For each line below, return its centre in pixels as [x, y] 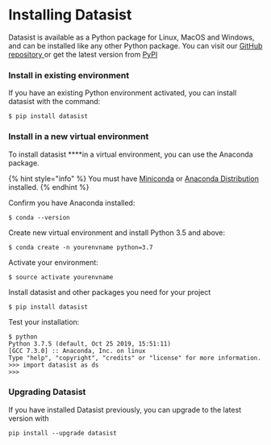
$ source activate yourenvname [61, 277]
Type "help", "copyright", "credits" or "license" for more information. [135, 358]
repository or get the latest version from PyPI [83, 54]
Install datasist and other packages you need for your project [110, 292]
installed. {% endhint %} [49, 187]
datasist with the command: [54, 102]
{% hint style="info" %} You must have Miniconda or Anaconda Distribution [134, 178]
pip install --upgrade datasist [63, 433]
